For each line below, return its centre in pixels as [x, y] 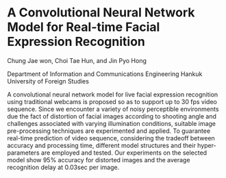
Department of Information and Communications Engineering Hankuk [105, 74]
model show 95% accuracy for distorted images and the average [99, 160]
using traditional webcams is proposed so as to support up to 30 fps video [112, 101]
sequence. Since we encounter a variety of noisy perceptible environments [113, 109]
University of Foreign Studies [48, 81]
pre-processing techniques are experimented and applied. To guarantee [109, 131]
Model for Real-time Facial [84, 27]
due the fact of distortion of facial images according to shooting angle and [112, 116]
